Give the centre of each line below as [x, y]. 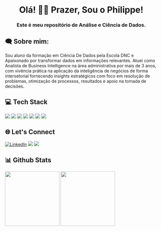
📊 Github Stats [28, 160]
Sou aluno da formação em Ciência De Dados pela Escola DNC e [69, 55]
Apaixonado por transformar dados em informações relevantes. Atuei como [80, 61]
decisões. [15, 86]
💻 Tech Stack [26, 102]
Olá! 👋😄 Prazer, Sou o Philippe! [81, 10]
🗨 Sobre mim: [27, 41]
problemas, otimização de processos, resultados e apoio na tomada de [76, 81]
